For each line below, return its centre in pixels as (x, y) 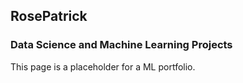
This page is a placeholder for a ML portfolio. (103, 66)
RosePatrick (49, 16)
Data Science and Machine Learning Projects (121, 45)
